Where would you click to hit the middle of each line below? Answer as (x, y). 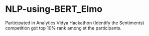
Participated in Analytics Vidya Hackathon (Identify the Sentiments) (75, 23)
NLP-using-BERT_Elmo (54, 9)
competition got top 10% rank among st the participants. (63, 28)
